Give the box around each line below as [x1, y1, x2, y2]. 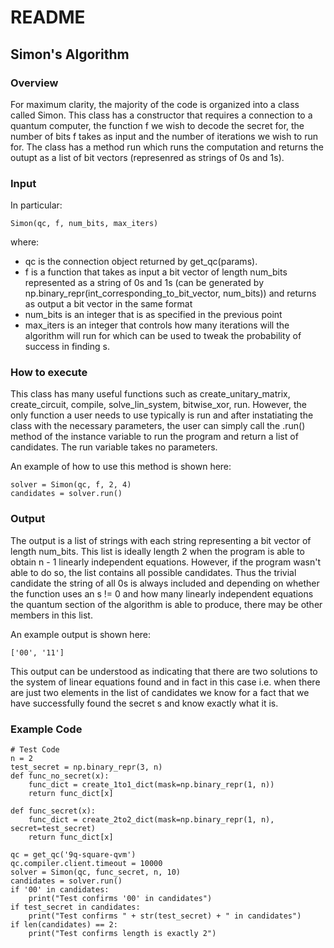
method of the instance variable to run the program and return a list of [10, 431, 299, 443]
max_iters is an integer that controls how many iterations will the [24, 319, 290, 331]
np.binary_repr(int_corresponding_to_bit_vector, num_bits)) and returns [24, 287, 317, 300]
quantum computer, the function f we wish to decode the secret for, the [10, 119, 305, 131]
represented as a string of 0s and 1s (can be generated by [24, 277, 265, 289]
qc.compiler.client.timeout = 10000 [10, 859, 163, 869]
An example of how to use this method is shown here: [10, 461, 232, 473]
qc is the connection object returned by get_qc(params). [24, 256, 258, 268]
